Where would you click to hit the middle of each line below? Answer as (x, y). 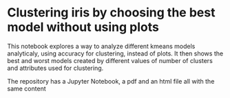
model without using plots (83, 27)
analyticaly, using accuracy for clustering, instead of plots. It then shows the (115, 53)
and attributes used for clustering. (55, 68)
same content (27, 88)
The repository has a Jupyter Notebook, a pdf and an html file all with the (111, 81)
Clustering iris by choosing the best (111, 13)
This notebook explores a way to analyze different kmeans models (101, 46)
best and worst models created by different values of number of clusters (110, 60)
